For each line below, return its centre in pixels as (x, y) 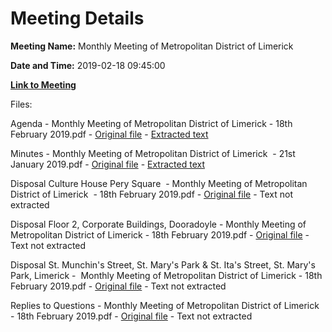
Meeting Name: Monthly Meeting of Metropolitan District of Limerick (152, 46)
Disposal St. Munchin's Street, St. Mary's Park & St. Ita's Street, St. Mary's (163, 264)
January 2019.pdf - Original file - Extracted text (107, 164)
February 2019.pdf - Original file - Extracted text (109, 134)
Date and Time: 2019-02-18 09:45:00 (88, 65)
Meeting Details (77, 18)
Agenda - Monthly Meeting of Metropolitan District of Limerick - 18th (151, 123)
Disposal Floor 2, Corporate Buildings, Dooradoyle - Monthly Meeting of (158, 224)
